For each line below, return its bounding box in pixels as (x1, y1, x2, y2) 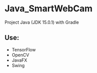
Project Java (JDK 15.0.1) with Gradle (4, 19, 79, 25)
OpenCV (11, 52, 30, 58)
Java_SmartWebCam (4, 3, 93, 14)
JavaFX (11, 57, 28, 63)
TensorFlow (11, 46, 36, 52)
